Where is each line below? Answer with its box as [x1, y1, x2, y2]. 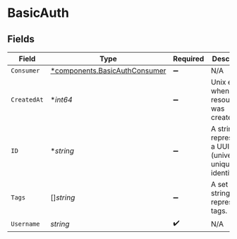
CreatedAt [11, 96, 44, 104]
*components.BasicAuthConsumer [50, 66, 166, 75]
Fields [7, 33, 35, 45]
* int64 [50, 95, 73, 104]
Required [172, 54, 205, 63]
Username [11, 220, 40, 228]
